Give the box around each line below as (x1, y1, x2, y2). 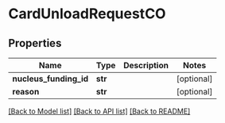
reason (12, 86, 40, 97)
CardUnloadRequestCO (8, 5, 166, 23)
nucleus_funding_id (12, 73, 89, 84)
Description (122, 60, 169, 71)
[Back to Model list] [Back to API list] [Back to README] (8, 106, 191, 116)
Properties (8, 37, 62, 50)
